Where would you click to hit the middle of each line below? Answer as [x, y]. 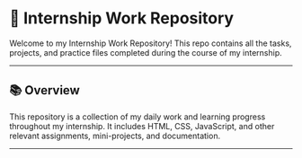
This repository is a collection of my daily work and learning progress [138, 117]
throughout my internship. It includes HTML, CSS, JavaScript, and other [142, 126]
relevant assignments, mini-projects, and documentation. [115, 136]
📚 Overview [45, 90]
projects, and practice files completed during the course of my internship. [146, 52]
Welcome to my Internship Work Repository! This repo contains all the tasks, [151, 43]
